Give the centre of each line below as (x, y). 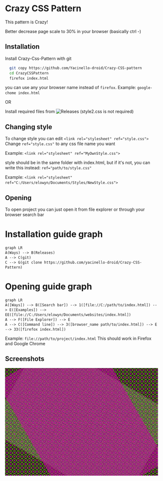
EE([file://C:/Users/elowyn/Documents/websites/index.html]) (68, 314)
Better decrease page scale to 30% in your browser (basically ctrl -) (73, 31)
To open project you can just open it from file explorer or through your (75, 209)
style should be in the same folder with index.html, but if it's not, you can (78, 163)
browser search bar (25, 214)
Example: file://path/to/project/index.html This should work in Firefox (78, 338)
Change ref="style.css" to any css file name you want (60, 144)
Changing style (29, 127)
